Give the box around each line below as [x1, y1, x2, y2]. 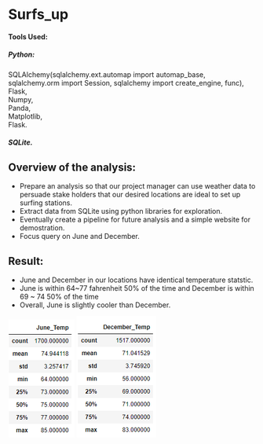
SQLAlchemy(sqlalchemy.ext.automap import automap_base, [8, 69, 206, 79]
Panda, [8, 103, 31, 112]
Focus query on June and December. [19, 232, 140, 241]
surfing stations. [19, 198, 73, 207]
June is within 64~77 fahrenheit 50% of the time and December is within [19, 283, 255, 292]
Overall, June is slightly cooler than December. [19, 300, 171, 310]
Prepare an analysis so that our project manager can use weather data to [19, 182, 256, 191]
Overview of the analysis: [8, 160, 136, 174]
